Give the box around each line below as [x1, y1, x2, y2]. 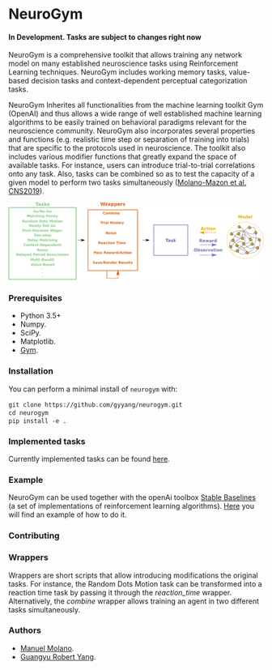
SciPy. [19, 328, 42, 338]
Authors [8, 625, 42, 636]
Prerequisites [8, 292, 62, 304]
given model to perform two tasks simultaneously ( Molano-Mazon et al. [8, 177, 247, 187]
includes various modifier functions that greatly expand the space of [8, 151, 237, 162]
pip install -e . [8, 416, 67, 425]
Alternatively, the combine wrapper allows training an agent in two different [8, 596, 259, 606]
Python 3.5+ [19, 311, 62, 321]
